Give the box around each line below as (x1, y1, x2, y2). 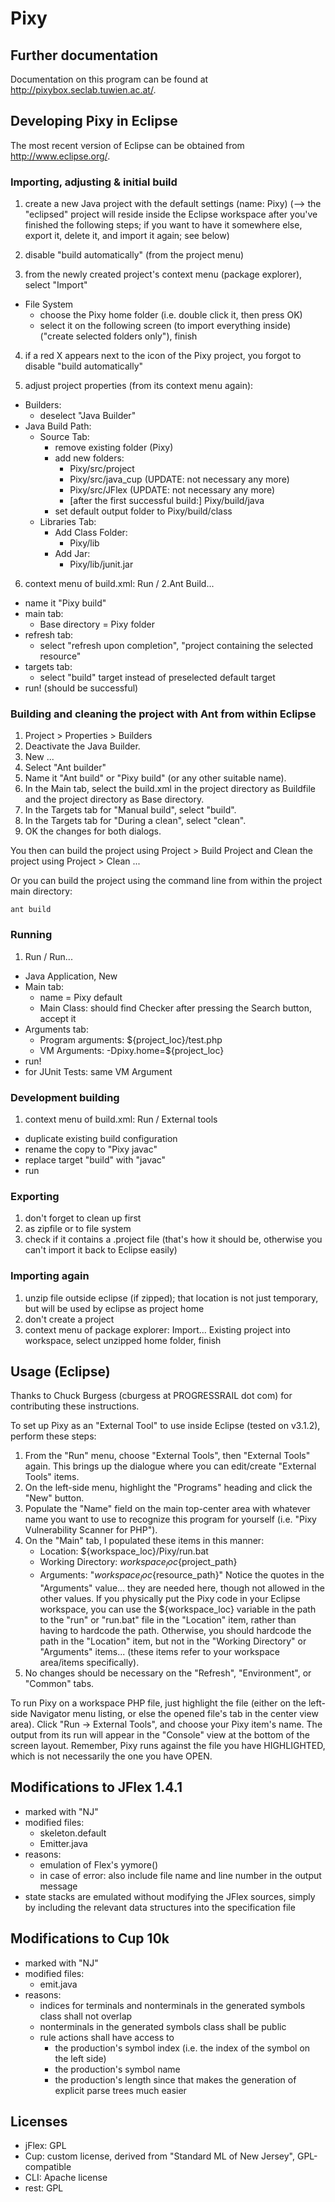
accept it (39, 1012, 77, 1024)
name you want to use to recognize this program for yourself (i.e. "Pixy (24, 1513, 317, 1526)
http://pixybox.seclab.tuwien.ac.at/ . (10, 84, 157, 96)
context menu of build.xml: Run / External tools (24, 1113, 218, 1125)
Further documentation (10, 47, 159, 64)
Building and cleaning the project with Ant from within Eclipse (10, 707, 317, 721)
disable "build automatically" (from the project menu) (24, 249, 245, 261)
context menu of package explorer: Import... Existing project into (24, 1323, 291, 1336)
